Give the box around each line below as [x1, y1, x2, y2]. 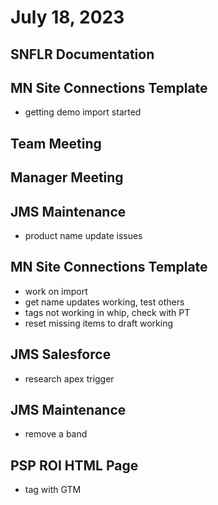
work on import [24, 285, 88, 297]
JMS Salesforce [10, 346, 112, 363]
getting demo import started [24, 106, 142, 118]
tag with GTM [24, 484, 82, 496]
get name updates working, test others [24, 296, 185, 308]
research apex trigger [24, 372, 115, 385]
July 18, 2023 [10, 6, 125, 29]
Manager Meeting [10, 169, 124, 186]
